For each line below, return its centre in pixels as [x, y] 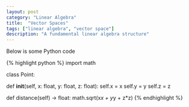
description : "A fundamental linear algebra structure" [78, 34]
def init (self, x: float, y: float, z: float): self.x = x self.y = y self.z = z [88, 86]
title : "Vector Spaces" [37, 23]
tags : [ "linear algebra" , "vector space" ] [60, 29]
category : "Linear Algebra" [42, 17]
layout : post [23, 12]
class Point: [20, 75]
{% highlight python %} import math [51, 63]
